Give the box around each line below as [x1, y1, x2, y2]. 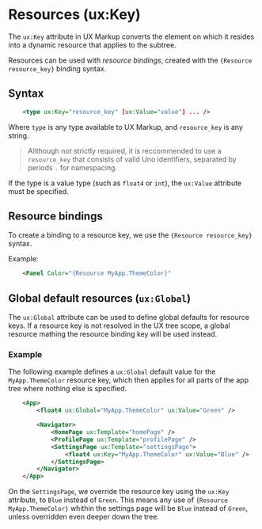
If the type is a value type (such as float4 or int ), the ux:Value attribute [8, 178, 242, 188]
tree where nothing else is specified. [8, 384, 127, 394]
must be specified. [8, 186, 69, 196]
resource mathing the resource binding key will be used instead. [8, 329, 218, 339]
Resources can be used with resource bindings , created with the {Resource [8, 55, 253, 65]
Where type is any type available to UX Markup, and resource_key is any [8, 122, 244, 131]
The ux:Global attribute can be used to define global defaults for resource [8, 313, 249, 322]
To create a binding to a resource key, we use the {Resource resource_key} [8, 230, 253, 240]
